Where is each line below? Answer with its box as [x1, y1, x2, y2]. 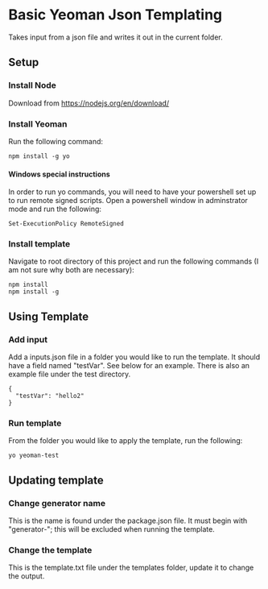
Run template [8, 417, 62, 429]
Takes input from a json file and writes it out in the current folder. [8, 32, 223, 42]
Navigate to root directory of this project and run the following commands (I [8, 256, 259, 267]
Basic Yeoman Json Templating [8, 6, 223, 24]
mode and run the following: [8, 204, 102, 214]
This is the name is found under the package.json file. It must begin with [8, 516, 248, 525]
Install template [8, 239, 71, 250]
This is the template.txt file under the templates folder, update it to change [8, 562, 254, 573]
